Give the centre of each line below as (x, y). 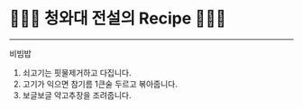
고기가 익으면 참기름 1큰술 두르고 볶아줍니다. (100, 84)
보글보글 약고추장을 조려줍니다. (77, 95)
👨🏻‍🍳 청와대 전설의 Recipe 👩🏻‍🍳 (118, 18)
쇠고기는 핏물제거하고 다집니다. (77, 72)
